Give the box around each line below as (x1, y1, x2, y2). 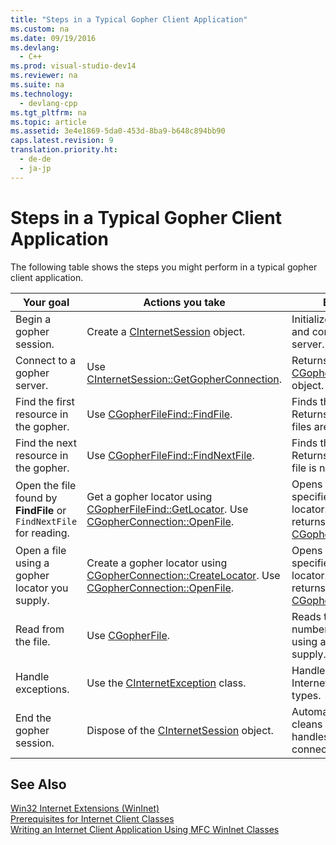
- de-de (19, 154, 52, 164)
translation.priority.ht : (10, 145, 118, 155)
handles (291, 729, 330, 743)
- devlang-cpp (19, 98, 78, 108)
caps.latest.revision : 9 (10, 136, 114, 146)
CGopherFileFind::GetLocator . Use (86, 502, 249, 516)
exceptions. (15, 682, 70, 696)
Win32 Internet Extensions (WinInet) (10, 802, 160, 815)
